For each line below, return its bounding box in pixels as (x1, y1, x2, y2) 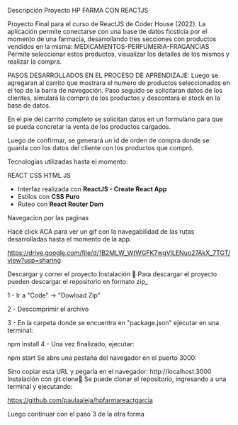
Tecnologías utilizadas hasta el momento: (7, 157, 128, 166)
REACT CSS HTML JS (7, 171, 71, 179)
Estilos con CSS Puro (17, 193, 80, 200)
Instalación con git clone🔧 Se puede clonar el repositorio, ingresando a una (7, 375, 227, 383)
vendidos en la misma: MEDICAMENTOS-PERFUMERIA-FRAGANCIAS (7, 42, 210, 50)
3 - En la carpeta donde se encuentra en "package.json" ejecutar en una (7, 319, 220, 327)
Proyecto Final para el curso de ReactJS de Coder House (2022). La (7, 20, 206, 28)
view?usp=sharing (7, 256, 62, 264)
